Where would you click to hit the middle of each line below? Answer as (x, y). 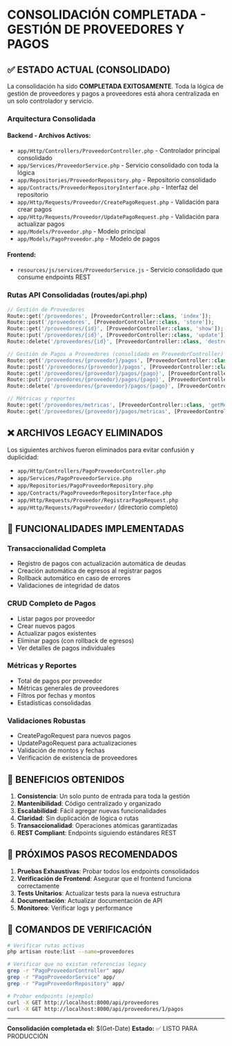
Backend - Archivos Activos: (49, 135)
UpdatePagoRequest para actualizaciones (77, 743)
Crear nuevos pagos (46, 626)
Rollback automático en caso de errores (74, 578)
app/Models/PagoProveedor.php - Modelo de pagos (88, 239)
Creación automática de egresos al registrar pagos (89, 571)
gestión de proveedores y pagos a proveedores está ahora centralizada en (113, 94)
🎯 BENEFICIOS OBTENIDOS (66, 780)
